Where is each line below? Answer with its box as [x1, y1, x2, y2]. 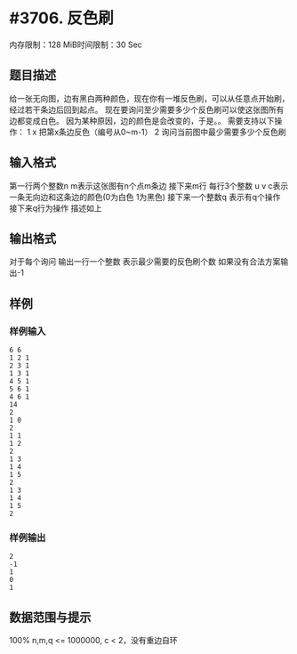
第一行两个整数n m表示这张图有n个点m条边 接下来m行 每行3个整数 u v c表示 [9, 180, 289, 191]
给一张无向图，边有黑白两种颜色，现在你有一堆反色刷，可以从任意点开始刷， [9, 93, 290, 103]
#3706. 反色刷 [9, 8, 114, 28]
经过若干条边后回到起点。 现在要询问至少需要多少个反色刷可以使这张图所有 [9, 104, 285, 115]
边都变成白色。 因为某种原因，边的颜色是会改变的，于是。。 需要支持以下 [9, 115, 275, 125]
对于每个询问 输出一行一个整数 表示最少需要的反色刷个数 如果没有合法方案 [9, 256, 281, 267]
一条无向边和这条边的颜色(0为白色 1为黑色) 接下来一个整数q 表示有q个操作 [9, 191, 281, 202]
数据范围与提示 [9, 610, 92, 625]
